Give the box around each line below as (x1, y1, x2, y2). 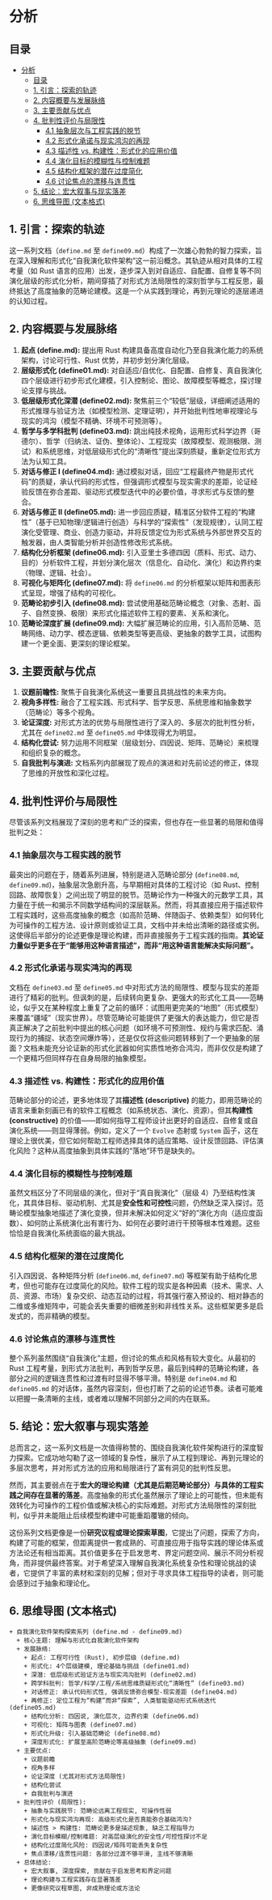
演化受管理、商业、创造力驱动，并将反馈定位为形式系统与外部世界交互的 (20, 527, 262, 536)
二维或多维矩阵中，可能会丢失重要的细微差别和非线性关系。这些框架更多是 (9, 1300, 257, 1311)
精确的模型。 (51, 1311, 94, 1321)
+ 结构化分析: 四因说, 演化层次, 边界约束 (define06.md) (23, 1712, 200, 1720)
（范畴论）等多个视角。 (20, 707, 99, 717)
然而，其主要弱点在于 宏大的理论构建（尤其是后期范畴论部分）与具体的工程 (9, 1480, 257, 1490)
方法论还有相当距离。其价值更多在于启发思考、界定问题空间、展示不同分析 (9, 1547, 257, 1558)
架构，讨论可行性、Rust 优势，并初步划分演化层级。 (20, 355, 194, 365)
